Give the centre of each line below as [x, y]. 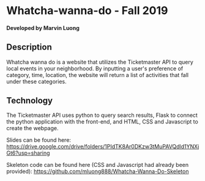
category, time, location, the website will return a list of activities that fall [97, 75]
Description [29, 47]
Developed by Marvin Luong [43, 28]
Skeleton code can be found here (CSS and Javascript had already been [98, 165]
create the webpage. [32, 128]
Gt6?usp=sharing [28, 153]
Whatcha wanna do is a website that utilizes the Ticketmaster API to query [100, 62]
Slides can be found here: [39, 140]
